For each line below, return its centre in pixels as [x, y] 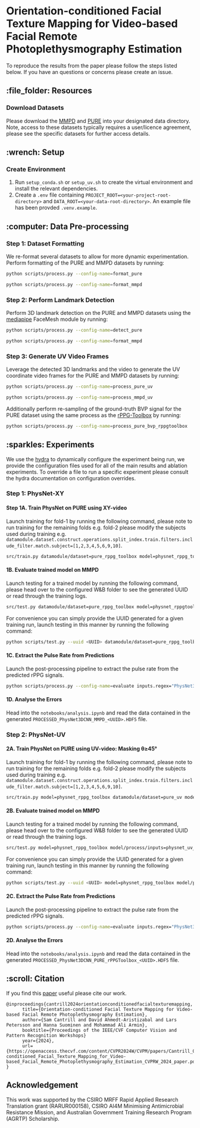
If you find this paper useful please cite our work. [66, 993]
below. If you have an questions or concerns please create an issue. [90, 72]
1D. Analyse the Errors [34, 700]
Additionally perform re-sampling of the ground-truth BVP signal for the [94, 409]
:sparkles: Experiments [50, 445]
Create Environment [36, 169]
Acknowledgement [42, 1085]
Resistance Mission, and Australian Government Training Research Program [99, 1112]
